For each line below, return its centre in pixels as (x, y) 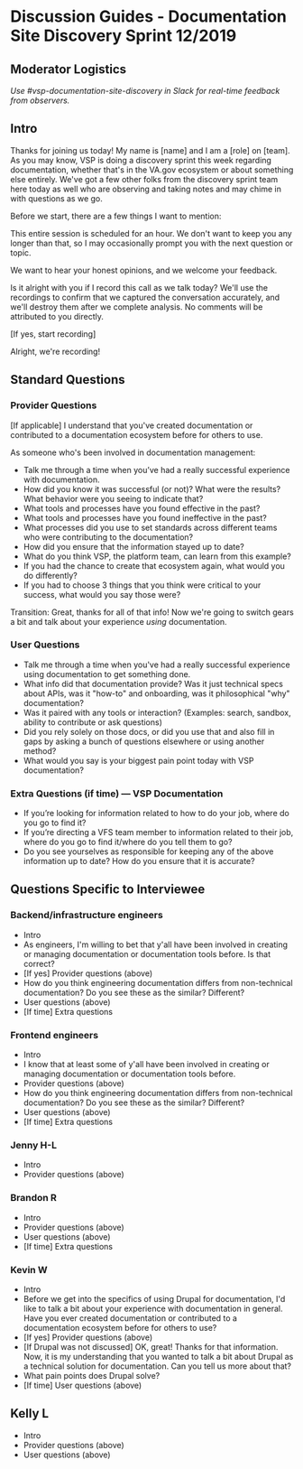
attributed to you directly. (57, 316)
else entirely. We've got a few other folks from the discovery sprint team (144, 179)
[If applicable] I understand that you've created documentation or (132, 425)
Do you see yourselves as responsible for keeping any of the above (148, 851)
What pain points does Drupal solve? (92, 1375)
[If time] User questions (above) (83, 1385)
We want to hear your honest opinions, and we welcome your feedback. (144, 270)
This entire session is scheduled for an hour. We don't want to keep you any (151, 233)
